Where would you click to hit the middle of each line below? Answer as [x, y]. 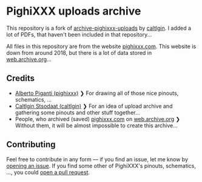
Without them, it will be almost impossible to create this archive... [96, 125]
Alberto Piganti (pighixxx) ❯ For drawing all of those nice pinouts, [97, 93]
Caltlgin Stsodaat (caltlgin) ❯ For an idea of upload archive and [94, 106]
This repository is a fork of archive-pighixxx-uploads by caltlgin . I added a [99, 28]
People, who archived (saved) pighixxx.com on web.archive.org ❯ [98, 119]
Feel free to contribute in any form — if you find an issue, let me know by [97, 159]
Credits [21, 78]
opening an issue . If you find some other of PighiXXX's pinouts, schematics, [101, 166]
